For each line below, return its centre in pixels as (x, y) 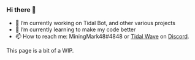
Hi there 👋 (21, 10)
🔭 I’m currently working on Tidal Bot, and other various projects (95, 23)
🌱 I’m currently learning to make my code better (75, 29)
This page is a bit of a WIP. (40, 51)
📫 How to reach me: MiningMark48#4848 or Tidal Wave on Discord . (102, 37)
